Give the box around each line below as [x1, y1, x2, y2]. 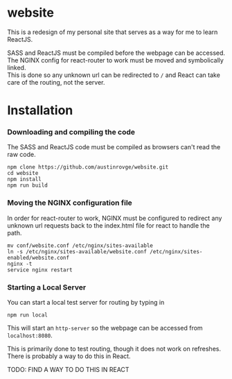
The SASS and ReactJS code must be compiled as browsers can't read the [7, 143, 221, 151]
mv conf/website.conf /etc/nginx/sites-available [7, 242, 154, 249]
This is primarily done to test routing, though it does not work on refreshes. [7, 345, 222, 353]
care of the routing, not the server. [7, 78, 105, 86]
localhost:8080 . [7, 331, 53, 339]
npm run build [7, 182, 48, 189]
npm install [7, 176, 42, 183]
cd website [7, 170, 39, 177]
